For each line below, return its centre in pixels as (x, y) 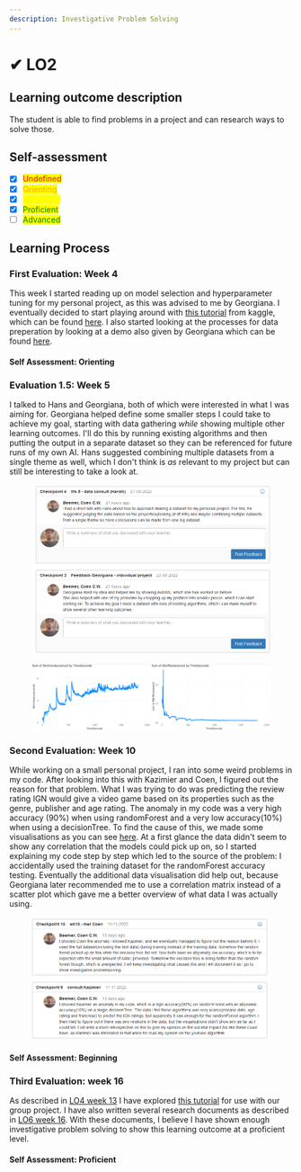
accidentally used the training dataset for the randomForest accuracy (137, 866)
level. (19, 1139)
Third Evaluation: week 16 (66, 1081)
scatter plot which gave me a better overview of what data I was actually (144, 894)
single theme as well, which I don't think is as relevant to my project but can (150, 462)
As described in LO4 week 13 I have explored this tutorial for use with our (145, 1101)
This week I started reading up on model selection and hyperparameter (141, 293)
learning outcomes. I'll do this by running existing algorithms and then (138, 434)
